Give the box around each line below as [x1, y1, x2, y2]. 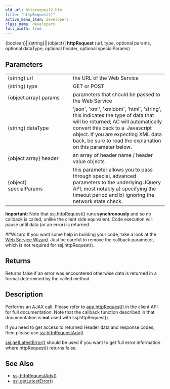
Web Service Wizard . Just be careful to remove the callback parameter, [5, 236, 154, 243]
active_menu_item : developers [5, 17, 69, 22]
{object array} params [8, 94, 60, 101]
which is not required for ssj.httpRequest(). [5, 242, 95, 248]
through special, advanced [72, 172, 137, 180]
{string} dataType [8, 124, 49, 132]
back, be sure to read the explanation [72, 137, 161, 144]
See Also [5, 359, 34, 368]
